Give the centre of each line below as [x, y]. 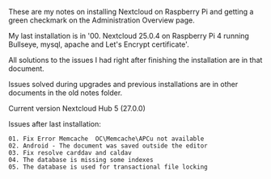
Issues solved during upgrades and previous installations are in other [123, 84]
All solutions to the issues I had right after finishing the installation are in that [135, 60]
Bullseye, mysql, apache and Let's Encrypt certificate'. [99, 44]
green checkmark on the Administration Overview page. [102, 20]
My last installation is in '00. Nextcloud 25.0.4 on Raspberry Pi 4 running [129, 36]
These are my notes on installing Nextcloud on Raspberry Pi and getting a [131, 12]
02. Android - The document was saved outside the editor [108, 146]
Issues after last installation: [55, 124]
